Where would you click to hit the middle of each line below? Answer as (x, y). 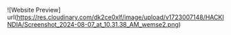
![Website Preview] (34, 10)
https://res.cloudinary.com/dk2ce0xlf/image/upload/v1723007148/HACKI (120, 17)
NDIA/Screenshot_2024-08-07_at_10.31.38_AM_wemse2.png (93, 24)
